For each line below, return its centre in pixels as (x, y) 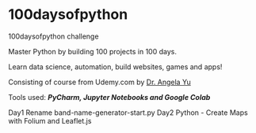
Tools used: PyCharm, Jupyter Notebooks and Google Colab (109, 97)
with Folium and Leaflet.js (50, 120)
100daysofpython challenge (53, 36)
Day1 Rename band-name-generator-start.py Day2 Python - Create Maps (128, 113)
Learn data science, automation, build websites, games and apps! (115, 66)
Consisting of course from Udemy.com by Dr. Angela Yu (100, 82)
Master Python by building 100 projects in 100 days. (92, 51)
